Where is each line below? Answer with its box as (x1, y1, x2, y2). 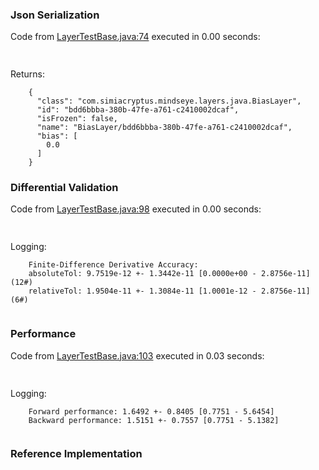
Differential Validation (10, 181, 119, 195)
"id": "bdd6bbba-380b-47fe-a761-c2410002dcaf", (36, 105, 240, 115)
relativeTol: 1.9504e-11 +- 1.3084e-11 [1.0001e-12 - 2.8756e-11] (28, 286, 311, 297)
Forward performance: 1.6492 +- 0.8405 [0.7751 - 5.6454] (28, 406, 275, 417)
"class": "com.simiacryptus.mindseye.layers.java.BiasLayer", (36, 96, 302, 107)
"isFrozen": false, (36, 114, 118, 124)
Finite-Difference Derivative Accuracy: (28, 260, 199, 270)
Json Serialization (10, 8, 100, 22)
